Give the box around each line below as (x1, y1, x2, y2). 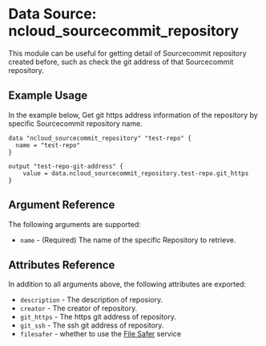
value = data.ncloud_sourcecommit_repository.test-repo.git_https (22, 169, 249, 177)
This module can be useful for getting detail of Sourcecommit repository (8, 48, 247, 58)
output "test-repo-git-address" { (8, 162, 124, 170)
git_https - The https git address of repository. (19, 312, 176, 322)
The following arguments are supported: (8, 219, 142, 229)
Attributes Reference (8, 258, 115, 271)
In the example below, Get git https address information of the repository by (8, 110, 258, 120)
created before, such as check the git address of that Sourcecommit (8, 57, 234, 67)
